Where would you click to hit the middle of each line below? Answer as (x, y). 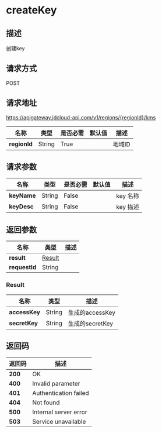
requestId (23, 267)
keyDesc (21, 207)
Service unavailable (59, 422)
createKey (31, 10)
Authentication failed (61, 393)
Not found (46, 403)
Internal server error (60, 412)
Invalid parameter (56, 384)
